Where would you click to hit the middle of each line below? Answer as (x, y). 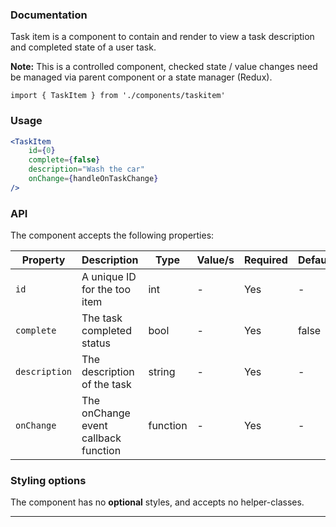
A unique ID (109, 277)
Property (43, 260)
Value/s (215, 260)
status (96, 343)
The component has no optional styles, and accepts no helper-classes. (157, 502)
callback (101, 438)
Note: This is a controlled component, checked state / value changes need (164, 67)
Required (265, 260)
